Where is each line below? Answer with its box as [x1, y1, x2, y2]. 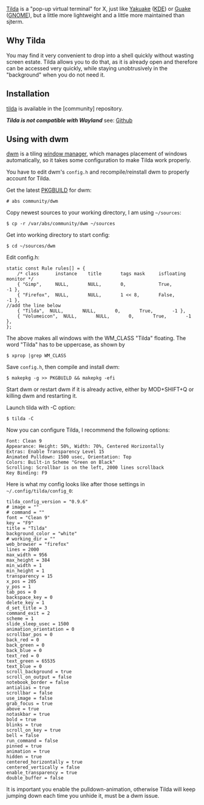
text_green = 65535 [6, 658, 56, 664]
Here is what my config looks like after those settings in [6, 481, 145, 488]
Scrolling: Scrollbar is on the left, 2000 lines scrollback [6, 464, 165, 471]
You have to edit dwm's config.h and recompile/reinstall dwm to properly [6, 168, 190, 175]
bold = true [6, 716, 36, 723]
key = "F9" [6, 520, 34, 526]
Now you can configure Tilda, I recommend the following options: [6, 426, 170, 433]
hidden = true [6, 754, 42, 760]
